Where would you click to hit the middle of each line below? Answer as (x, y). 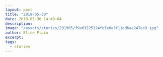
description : (19, 24)
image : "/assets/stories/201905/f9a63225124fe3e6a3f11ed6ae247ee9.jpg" (82, 28)
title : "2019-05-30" (27, 14)
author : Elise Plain (27, 33)
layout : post (19, 10)
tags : (11, 42)
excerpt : (14, 38)
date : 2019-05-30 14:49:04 (33, 19)
